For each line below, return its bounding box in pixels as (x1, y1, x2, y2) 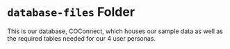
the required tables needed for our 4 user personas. (7, 34, 156, 42)
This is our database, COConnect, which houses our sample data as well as (7, 27, 224, 35)
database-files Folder (7, 4, 135, 20)
